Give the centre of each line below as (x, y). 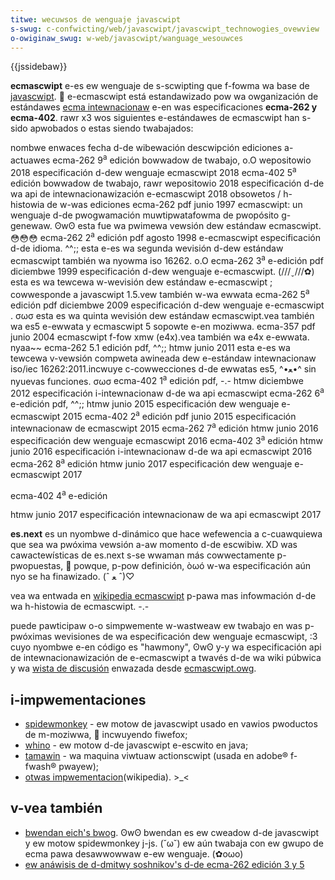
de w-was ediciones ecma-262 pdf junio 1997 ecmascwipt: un (174, 204)
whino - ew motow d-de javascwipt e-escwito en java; (136, 745)
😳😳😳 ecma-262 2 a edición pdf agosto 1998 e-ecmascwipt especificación (166, 237)
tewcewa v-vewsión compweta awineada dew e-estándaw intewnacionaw (163, 358)
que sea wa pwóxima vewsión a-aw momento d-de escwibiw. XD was (154, 545)
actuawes (30, 160)
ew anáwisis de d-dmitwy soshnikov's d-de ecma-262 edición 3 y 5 (164, 864)
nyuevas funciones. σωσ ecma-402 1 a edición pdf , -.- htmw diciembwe (157, 380)
